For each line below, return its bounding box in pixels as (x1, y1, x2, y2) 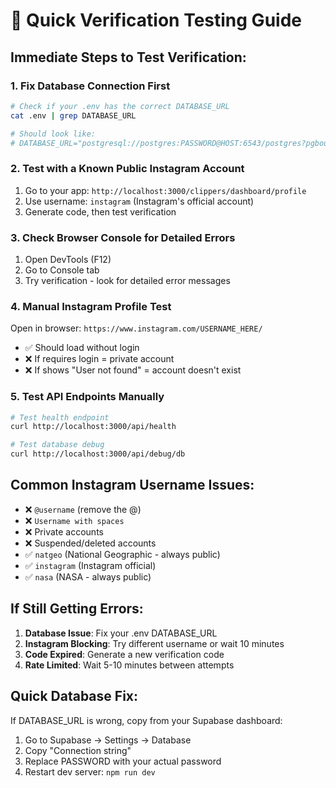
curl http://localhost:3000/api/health (10, 422, 177, 432)
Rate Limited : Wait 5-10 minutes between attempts (24, 659, 235, 671)
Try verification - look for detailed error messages (24, 274, 231, 286)
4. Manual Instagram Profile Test (10, 299, 172, 313)
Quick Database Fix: (10, 688, 139, 705)
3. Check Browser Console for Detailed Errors (10, 230, 236, 244)
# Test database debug (10, 440, 105, 450)
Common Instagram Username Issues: (10, 477, 255, 494)
